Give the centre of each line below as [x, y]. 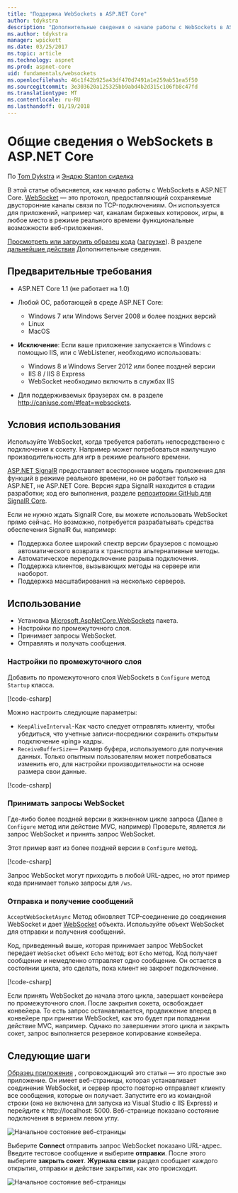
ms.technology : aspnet [41, 60]
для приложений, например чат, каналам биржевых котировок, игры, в [116, 212]
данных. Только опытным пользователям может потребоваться [115, 756]
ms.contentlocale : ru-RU [44, 100]
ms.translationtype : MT [42, 93]
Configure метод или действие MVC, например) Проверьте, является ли [117, 826]
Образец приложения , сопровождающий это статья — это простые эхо [117, 1072]
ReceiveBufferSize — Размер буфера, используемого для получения [120, 748]
